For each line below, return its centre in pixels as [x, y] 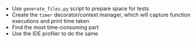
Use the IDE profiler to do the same [55, 34]
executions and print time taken [50, 21]
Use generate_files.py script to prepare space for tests [80, 9]
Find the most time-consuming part [55, 27]
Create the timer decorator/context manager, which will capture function [101, 15]
